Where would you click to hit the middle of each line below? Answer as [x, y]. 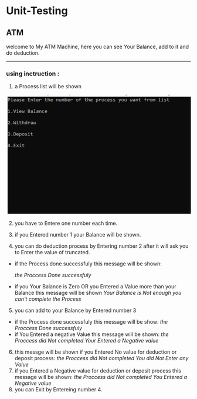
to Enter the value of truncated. [52, 252]
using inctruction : [33, 74]
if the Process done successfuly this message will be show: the [91, 322]
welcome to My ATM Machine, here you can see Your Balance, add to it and [98, 46]
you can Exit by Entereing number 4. [58, 390]
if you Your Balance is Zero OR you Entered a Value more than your [96, 287]
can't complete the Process [48, 299]
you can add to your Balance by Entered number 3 [75, 311]
